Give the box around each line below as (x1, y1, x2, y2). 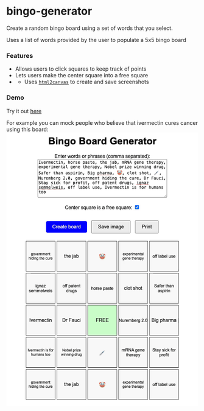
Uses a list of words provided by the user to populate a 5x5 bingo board (6, 36, 187, 43)
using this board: (6, 125, 49, 133)
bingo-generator (6, 4, 93, 18)
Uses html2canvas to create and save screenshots (24, 78, 149, 86)
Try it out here (6, 107, 42, 114)
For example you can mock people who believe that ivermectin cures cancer (6, 119, 199, 126)
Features (6, 51, 33, 60)
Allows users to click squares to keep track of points (15, 65, 147, 72)
